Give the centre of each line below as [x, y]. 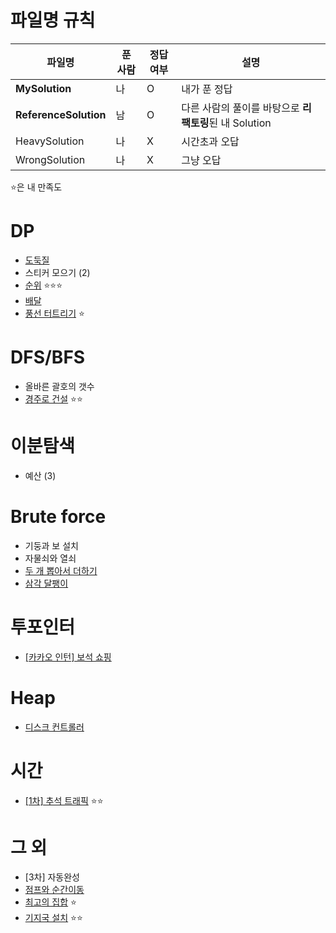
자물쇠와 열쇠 [50, 558]
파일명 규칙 [53, 20]
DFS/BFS [48, 357]
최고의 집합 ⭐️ [50, 902]
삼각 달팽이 [46, 583]
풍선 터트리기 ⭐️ [54, 313]
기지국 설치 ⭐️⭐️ [53, 918]
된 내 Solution [240, 123]
